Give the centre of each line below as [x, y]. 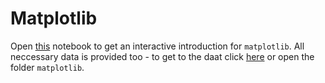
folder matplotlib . [47, 67]
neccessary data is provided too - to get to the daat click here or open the [162, 56]
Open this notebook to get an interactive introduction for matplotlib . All [157, 46]
